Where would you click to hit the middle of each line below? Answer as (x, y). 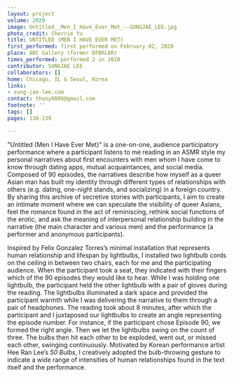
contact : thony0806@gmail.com (51, 99)
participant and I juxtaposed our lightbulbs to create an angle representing (115, 315)
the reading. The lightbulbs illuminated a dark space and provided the (108, 292)
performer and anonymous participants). (66, 234)
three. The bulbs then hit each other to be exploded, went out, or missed (112, 337)
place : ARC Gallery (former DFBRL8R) (62, 53)
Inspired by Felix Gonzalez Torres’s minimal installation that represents (109, 247)
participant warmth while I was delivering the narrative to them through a (112, 300)
